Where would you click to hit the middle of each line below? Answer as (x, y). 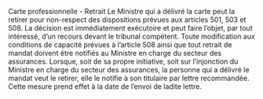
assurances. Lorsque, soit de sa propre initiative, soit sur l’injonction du (123, 61)
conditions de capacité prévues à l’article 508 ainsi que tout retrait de (120, 45)
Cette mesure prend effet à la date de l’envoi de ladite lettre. (105, 86)
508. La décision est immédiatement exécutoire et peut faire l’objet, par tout (130, 28)
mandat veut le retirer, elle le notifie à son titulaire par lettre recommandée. (129, 78)
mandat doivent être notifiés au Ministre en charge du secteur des (115, 53)
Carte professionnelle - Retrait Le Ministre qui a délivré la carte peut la (122, 11)
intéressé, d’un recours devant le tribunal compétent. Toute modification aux (131, 36)
